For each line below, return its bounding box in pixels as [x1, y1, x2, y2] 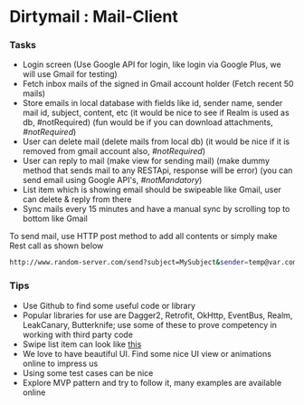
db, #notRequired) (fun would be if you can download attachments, [22, 117, 273, 128]
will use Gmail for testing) [22, 69, 118, 80]
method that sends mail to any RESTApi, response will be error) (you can [22, 165, 293, 176]
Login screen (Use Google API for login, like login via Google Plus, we [22, 59, 282, 70]
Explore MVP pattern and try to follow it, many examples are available [22, 377, 282, 388]
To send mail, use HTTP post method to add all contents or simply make [9, 231, 278, 242]
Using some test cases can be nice [22, 367, 154, 378]
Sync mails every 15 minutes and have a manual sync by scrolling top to [22, 204, 290, 215]
